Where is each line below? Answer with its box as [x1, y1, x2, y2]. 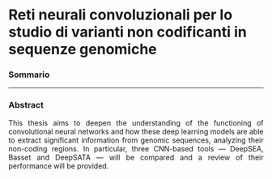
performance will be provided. [8, 160, 109, 171]
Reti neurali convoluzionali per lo [8, 6, 233, 24]
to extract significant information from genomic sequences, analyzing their [8, 135, 264, 145]
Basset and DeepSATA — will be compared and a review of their [8, 152, 264, 162]
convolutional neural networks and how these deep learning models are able [8, 126, 264, 136]
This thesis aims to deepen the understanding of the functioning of [8, 117, 264, 127]
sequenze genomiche [8, 40, 158, 58]
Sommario [8, 69, 50, 80]
